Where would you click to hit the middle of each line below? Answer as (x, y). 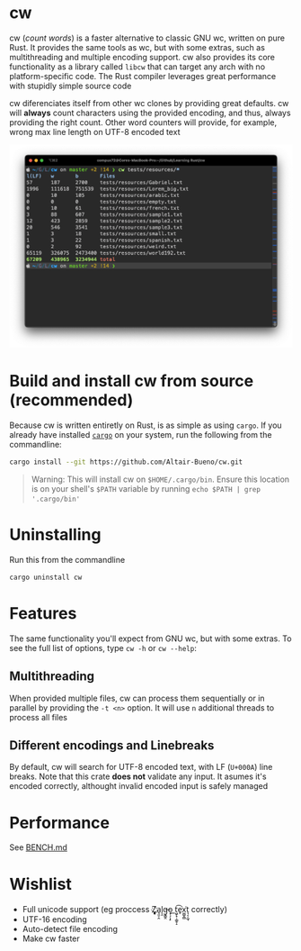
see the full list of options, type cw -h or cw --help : (103, 648)
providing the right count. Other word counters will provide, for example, (143, 122)
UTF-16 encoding (54, 919)
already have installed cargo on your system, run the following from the (141, 435)
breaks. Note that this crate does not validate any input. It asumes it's (138, 776)
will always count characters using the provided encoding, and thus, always (150, 113)
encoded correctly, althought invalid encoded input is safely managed (139, 786)
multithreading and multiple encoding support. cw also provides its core (142, 57)
